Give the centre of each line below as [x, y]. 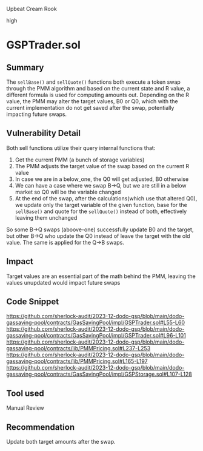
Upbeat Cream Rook [32, 9]
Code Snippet [33, 302]
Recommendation [40, 427]
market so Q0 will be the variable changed [68, 192]
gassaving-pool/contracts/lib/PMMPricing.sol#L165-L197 [77, 361]
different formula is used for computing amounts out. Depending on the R [98, 95]
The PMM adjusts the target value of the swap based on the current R [102, 166]
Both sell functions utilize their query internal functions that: [81, 148]
